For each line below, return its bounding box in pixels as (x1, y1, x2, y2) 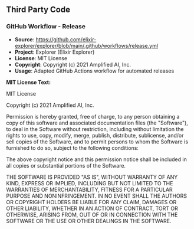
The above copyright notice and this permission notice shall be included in (6, 156, 187, 163)
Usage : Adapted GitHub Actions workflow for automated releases (14, 67, 175, 74)
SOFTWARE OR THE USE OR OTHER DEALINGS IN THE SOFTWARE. (6, 217, 172, 224)
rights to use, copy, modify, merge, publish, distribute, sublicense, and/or (6, 132, 184, 139)
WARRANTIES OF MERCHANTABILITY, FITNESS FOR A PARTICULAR (6, 186, 173, 193)
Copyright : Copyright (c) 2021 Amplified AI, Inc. (14, 61, 131, 68)
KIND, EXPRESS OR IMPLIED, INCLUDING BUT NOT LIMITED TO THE (6, 179, 173, 187)
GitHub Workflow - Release (6, 22, 86, 31)
